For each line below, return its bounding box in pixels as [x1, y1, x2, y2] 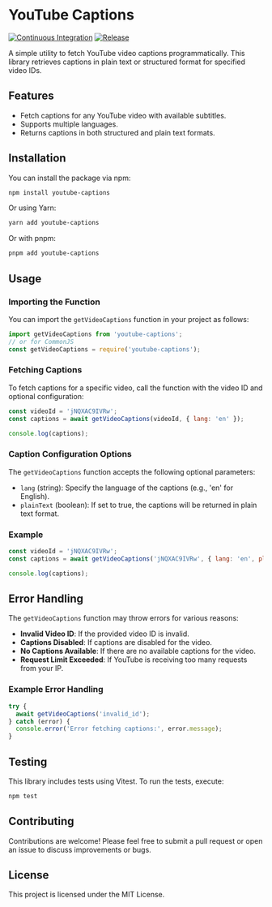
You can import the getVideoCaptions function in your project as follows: [8, 314, 249, 324]
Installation [8, 152, 66, 165]
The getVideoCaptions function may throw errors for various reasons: [8, 613, 239, 623]
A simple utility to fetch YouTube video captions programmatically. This [8, 48, 245, 58]
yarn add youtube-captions [8, 219, 100, 227]
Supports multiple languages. [19, 119, 119, 129]
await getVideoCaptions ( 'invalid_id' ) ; [15, 710, 151, 718]
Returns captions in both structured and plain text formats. [19, 127, 216, 137]
